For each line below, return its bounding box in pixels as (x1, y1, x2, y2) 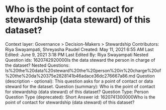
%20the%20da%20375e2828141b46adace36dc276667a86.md (5, 73, 136, 79)
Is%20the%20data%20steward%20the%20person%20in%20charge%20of (5, 67, 162, 73)
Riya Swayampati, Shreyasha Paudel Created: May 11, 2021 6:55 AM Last (5, 46, 154, 52)
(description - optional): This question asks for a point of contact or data (5, 78, 153, 84)
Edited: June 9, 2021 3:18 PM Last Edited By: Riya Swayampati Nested (5, 51, 149, 58)
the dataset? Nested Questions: (5, 62, 70, 68)
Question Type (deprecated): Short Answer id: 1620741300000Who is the (5, 94, 156, 100)
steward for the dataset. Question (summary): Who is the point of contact (5, 83, 156, 89)
